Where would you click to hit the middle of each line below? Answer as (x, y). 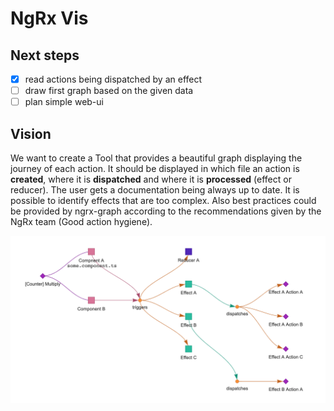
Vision (31, 133)
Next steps (45, 55)
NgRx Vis (49, 18)
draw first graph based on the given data (109, 91)
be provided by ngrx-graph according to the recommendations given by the (166, 211)
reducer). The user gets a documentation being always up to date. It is (155, 190)
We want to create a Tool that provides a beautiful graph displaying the (156, 158)
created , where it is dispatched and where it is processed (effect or (151, 179)
